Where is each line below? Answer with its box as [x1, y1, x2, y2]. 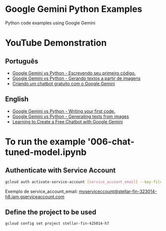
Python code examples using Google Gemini [5, 20, 95, 26]
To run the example [5, 136, 86, 147]
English [5, 95, 29, 104]
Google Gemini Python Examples [5, 3, 142, 15]
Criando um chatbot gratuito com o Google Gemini [12, 80, 115, 86]
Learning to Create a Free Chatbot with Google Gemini [12, 118, 123, 124]
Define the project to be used [5, 208, 96, 217]
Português [5, 57, 39, 65]
